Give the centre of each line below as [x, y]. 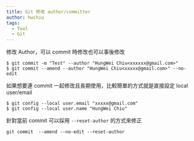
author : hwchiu [25, 17]
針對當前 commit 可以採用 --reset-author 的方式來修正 [74, 121]
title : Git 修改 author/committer [49, 12]
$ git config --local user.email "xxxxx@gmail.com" [72, 103]
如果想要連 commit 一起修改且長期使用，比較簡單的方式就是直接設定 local [97, 86]
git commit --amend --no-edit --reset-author [65, 132]
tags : [13, 23]
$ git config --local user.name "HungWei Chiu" [67, 109]
